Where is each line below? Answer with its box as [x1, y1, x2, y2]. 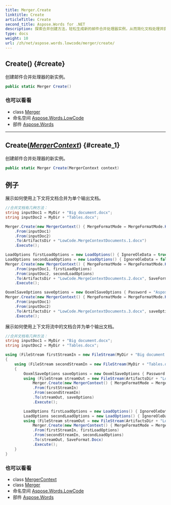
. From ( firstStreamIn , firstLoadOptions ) [32, 428, 120, 433]
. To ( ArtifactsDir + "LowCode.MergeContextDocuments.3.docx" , [14, 309, 147, 314]
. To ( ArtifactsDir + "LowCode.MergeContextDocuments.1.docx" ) [14, 238, 147, 244]
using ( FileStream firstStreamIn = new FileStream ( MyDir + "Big [5, 352, 145, 357]
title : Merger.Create [5, 7, 51, 13]
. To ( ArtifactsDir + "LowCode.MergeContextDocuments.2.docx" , [14, 276, 147, 281]
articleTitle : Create [5, 17, 51, 22]
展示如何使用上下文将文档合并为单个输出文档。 [5, 195, 103, 201]
